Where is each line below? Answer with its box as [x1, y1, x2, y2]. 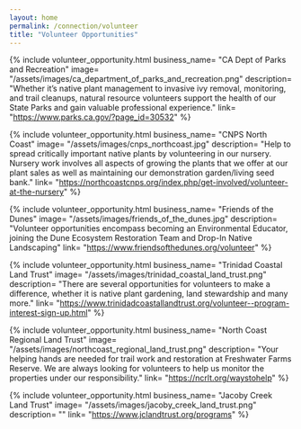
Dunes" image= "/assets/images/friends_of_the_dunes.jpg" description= [9, 213, 279, 225]
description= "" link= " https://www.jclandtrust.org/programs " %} [9, 409, 250, 420]
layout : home [9, 13, 58, 22]
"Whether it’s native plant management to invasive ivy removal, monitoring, [9, 83, 287, 94]
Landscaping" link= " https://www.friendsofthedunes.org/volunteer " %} [9, 242, 272, 253]
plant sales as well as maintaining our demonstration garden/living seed [9, 167, 275, 178]
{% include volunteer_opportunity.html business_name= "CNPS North [9, 130, 268, 140]
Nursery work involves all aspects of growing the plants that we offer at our [9, 158, 288, 169]
